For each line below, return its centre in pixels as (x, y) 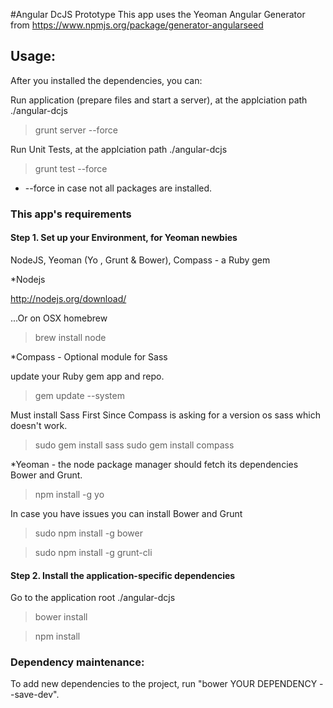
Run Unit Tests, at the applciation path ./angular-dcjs (119, 149)
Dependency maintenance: (77, 662)
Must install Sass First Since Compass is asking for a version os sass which (165, 415)
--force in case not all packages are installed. (118, 188)
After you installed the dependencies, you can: (106, 80)
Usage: (33, 56)
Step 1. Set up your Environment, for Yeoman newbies (124, 238)
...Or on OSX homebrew (59, 318)
